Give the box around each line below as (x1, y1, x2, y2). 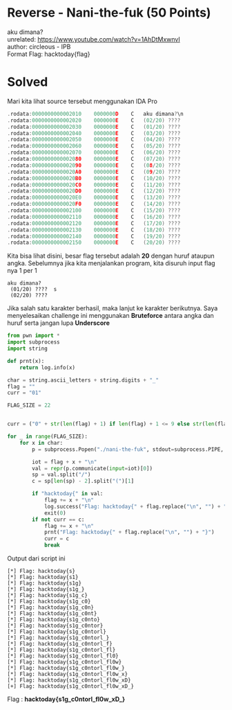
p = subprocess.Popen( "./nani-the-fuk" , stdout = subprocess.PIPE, (32, 445, 224, 453)
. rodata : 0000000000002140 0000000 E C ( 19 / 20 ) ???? (7, 233, 181, 240)
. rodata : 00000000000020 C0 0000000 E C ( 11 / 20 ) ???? (7, 181, 181, 188)
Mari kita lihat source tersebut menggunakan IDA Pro (7, 97, 157, 105)
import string (7, 345, 48, 352)
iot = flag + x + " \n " (32, 459, 97, 465)
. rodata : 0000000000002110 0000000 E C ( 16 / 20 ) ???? (7, 213, 181, 220)
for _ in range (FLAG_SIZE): (7, 433, 88, 440)
